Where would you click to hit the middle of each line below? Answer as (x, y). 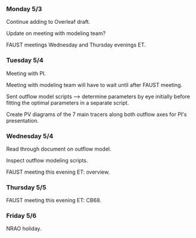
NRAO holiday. (24, 228)
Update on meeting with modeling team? (56, 33)
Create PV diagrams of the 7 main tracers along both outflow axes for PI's (97, 114)
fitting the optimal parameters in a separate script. (68, 102)
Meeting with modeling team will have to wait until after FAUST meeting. (94, 84)
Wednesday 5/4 (30, 136)
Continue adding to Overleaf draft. (48, 22)
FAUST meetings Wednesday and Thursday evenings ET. (76, 45)
